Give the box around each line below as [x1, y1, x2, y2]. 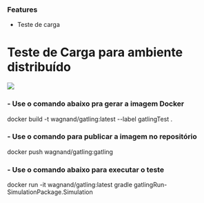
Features [7, 5, 38, 14]
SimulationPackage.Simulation [7, 188, 93, 196]
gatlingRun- [133, 181, 167, 189]
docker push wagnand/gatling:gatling [7, 147, 114, 156]
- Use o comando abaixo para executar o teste [7, 164, 164, 174]
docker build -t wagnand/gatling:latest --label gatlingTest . [7, 115, 173, 123]
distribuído [7, 59, 71, 75]
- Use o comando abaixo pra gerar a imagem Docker [7, 99, 185, 108]
